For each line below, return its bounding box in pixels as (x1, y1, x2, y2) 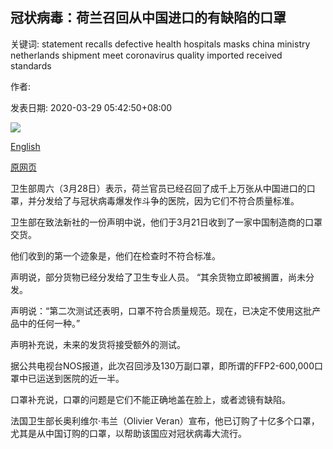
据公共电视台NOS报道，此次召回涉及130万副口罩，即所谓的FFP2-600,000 (10, 359, 315, 372)
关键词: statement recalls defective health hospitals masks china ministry (10, 38, 311, 50)
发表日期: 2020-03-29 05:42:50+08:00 (10, 101, 173, 113)
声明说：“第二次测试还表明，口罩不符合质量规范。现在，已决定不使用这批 (10, 304, 313, 317)
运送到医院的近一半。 (36, 372, 125, 384)
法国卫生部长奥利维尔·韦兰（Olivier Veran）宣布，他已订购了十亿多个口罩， (10, 414, 320, 427)
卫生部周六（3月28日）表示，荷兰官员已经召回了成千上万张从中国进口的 (10, 182, 307, 194)
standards (10, 59, 52, 72)
